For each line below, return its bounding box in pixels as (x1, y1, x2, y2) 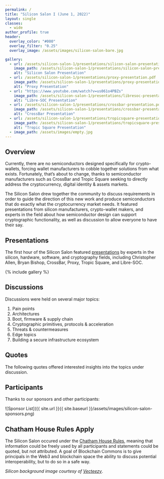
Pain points (12, 305, 35, 311)
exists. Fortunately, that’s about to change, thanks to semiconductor (5, 171, 142, 177)
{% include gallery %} (5, 269, 50, 275)
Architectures (12, 311, 40, 317)
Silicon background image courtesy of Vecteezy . (5, 468, 103, 474)
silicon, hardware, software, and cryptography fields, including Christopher (5, 255, 156, 260)
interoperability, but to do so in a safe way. (5, 459, 91, 465)
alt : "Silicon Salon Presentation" (14, 70, 86, 76)
